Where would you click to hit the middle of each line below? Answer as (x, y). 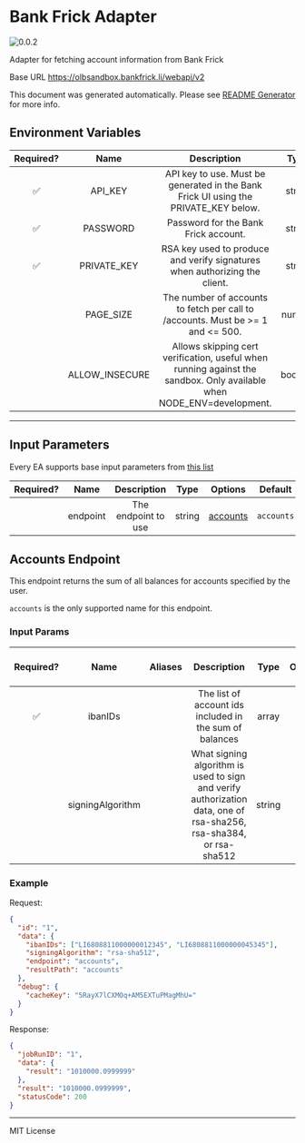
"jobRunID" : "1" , (50, 1055)
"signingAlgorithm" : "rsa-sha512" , (93, 953)
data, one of (219, 810)
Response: (30, 1030)
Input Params (39, 632)
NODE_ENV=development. (215, 403)
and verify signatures (215, 260)
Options (228, 489)
